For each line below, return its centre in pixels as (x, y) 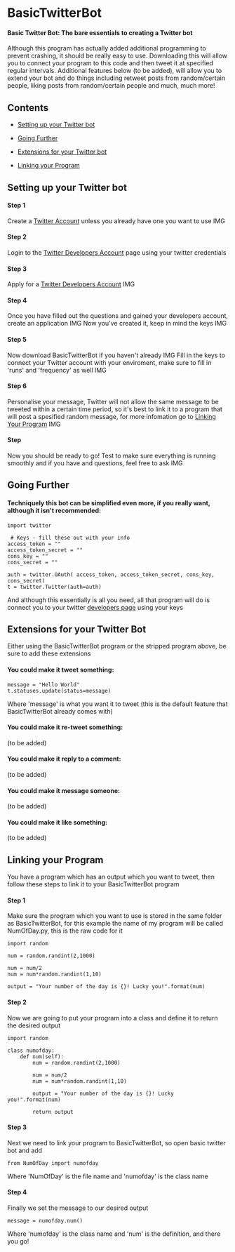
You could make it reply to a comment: (64, 759)
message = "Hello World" (43, 685)
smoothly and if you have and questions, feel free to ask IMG (95, 463)
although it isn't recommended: (54, 511)
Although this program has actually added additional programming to (107, 48)
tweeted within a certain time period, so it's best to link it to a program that (115, 409)
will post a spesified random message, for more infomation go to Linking (112, 416)
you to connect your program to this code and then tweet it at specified (110, 63)
